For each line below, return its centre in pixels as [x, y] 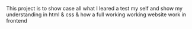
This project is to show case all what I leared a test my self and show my [94, 8]
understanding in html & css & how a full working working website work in [96, 14]
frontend [17, 21]
